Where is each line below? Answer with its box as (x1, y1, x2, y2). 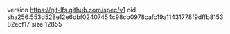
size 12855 (31, 20, 62, 28)
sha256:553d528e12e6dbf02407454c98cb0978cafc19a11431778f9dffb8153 (7, 13, 224, 21)
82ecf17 (7, 20, 30, 28)
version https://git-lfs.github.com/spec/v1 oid (7, 6, 136, 14)
